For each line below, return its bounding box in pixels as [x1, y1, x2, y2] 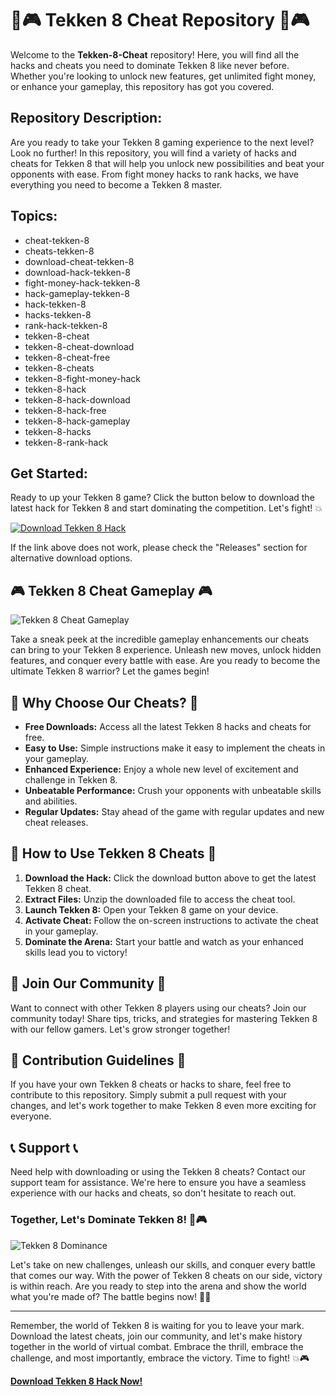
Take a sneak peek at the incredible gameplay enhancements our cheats [10, 633, 310, 646]
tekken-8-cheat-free [24, 351, 111, 363]
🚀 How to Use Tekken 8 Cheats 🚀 [10, 845, 217, 862]
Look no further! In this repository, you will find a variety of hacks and [10, 147, 297, 159]
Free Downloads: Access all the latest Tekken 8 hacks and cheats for [24, 721, 312, 732]
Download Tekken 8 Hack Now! [10, 1375, 143, 1387]
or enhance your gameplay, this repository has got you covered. [10, 80, 275, 92]
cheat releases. [24, 817, 89, 828]
